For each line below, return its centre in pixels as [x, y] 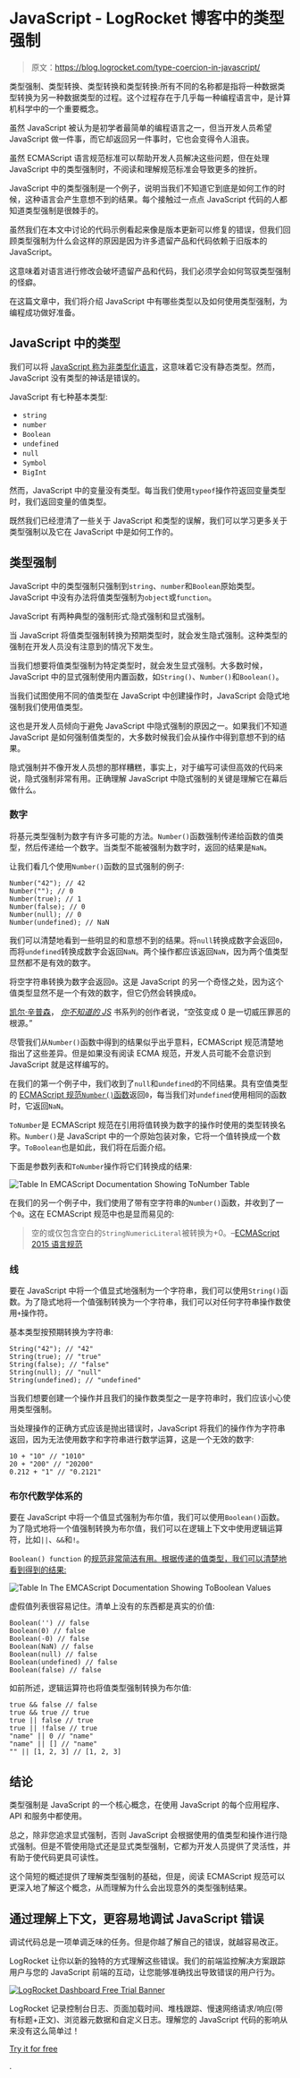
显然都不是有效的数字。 [52, 962]
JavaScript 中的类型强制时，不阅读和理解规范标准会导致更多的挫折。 [136, 169]
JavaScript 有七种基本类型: [59, 397]
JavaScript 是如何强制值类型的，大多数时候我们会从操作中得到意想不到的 [144, 737]
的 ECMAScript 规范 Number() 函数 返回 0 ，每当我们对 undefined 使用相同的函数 [148, 1094]
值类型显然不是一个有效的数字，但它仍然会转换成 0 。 [105, 992]
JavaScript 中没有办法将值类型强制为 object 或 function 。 [113, 597]
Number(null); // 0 [46, 914]
